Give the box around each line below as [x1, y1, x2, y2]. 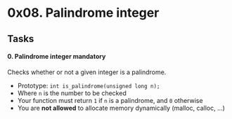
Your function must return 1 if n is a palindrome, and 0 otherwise [17, 96, 203, 104]
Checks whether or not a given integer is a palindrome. [7, 68, 167, 76]
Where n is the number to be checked [17, 89, 127, 97]
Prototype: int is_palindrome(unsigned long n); [17, 81, 160, 90]
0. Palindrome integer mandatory [7, 52, 106, 61]
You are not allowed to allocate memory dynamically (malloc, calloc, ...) [17, 104, 225, 112]
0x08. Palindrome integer [7, 5, 160, 21]
